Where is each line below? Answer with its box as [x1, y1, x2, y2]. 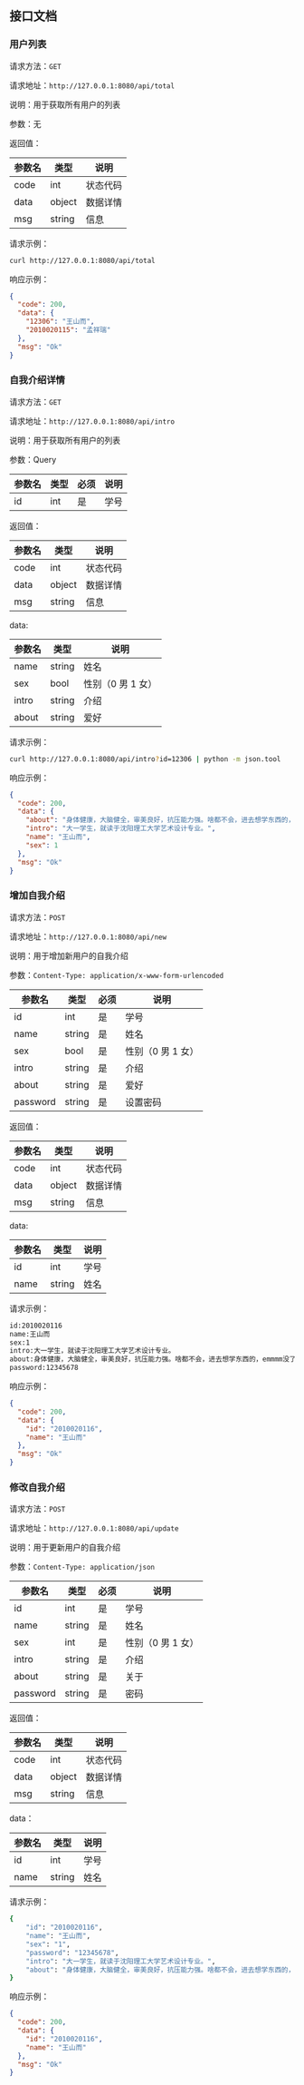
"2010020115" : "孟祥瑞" [25, 326, 111, 335]
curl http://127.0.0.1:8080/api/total [9, 256, 156, 265]
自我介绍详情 [9, 374, 66, 387]
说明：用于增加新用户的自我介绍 [9, 950, 128, 961]
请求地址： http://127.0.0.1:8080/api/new [9, 931, 167, 942]
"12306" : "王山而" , [25, 317, 95, 327]
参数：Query [9, 454, 57, 465]
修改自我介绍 [9, 1481, 66, 1493]
